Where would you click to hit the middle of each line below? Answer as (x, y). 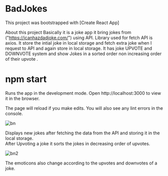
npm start (26, 79)
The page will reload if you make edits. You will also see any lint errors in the (84, 108)
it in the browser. (23, 98)
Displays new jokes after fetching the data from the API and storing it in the (83, 133)
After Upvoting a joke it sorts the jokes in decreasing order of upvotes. (78, 143)
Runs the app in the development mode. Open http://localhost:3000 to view (83, 93)
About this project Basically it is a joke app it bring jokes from (68, 32)
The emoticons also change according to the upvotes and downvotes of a (81, 163)
